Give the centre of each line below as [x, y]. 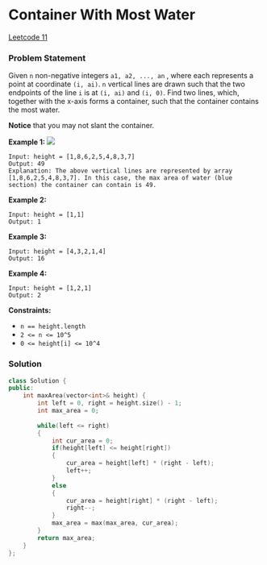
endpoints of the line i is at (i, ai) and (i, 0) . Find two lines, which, [124, 93]
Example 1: [27, 142]
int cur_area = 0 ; [82, 441]
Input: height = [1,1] [46, 215]
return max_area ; [66, 538]
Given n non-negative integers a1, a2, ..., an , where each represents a [131, 76]
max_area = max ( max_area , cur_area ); [115, 523]
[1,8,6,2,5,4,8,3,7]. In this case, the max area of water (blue [120, 178]
